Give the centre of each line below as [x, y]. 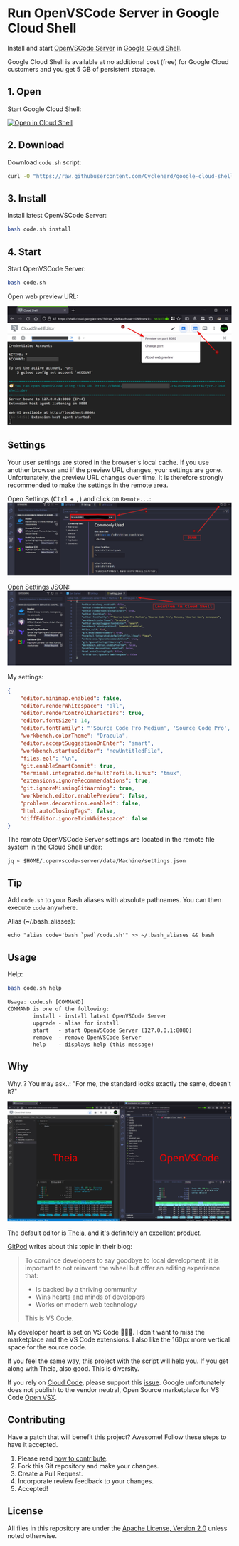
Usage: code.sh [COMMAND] [46, 1002]
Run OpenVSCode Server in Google [113, 13]
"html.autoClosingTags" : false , [68, 811]
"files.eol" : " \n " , [49, 758]
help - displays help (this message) [94, 1045]
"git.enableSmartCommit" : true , [68, 766]
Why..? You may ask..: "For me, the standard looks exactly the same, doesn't [119, 1083]
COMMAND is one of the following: [59, 1009]
